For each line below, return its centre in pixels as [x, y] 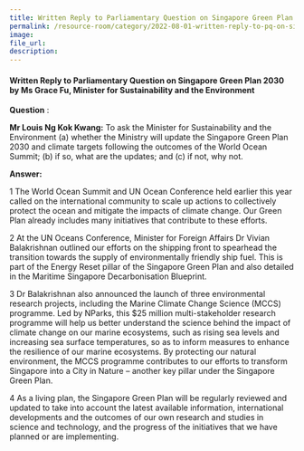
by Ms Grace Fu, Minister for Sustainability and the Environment [132, 90]
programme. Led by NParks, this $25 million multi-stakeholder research [142, 313]
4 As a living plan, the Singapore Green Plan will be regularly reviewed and [148, 398]
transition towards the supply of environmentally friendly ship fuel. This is [146, 257]
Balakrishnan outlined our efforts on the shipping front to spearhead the [143, 248]
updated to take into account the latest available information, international [147, 408]
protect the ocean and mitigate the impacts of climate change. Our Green [146, 211]
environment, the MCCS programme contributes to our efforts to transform [148, 361]
